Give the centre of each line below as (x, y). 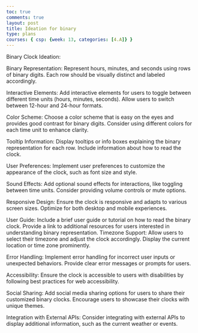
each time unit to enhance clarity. (47, 130)
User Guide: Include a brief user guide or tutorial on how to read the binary (98, 220)
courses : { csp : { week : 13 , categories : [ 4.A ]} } (70, 40)
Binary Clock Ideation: (34, 57)
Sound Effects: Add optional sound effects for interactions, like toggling (94, 184)
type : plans (21, 34)
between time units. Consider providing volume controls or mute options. (96, 190)
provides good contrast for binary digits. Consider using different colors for (99, 123)
